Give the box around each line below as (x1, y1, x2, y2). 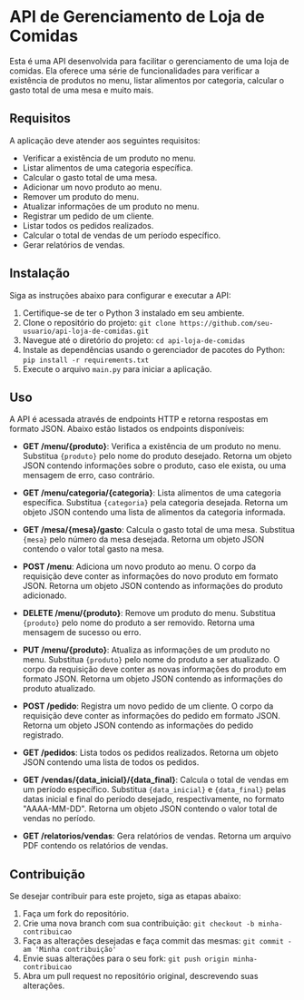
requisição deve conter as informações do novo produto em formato (22, 571, 279, 582)
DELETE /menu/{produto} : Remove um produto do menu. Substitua (22, 608, 276, 619)
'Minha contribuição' (34, 946, 117, 955)
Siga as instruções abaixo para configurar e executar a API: (9, 289, 231, 300)
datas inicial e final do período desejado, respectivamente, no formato (22, 794, 285, 805)
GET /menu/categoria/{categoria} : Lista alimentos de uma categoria (22, 487, 281, 498)
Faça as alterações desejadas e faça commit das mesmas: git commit (22, 936, 284, 946)
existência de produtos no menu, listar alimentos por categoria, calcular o (9, 74, 284, 85)
